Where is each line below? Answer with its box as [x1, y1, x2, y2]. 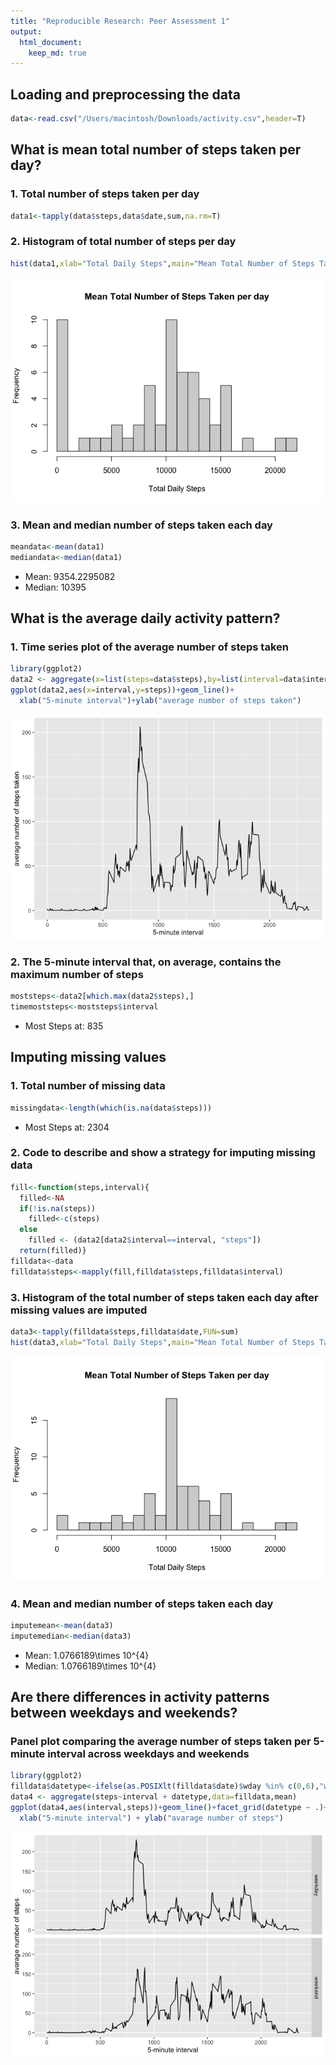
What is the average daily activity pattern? [10, 610, 281, 627]
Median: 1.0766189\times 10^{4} [24, 1660, 157, 1672]
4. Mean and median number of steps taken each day [10, 1596, 274, 1610]
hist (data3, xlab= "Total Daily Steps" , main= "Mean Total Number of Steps [10, 1337, 315, 1347]
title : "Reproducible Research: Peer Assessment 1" [10, 16, 230, 26]
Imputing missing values [10, 1049, 167, 1066]
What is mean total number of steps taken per [10, 141, 302, 159]
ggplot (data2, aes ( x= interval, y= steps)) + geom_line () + [10, 685, 235, 695]
